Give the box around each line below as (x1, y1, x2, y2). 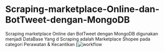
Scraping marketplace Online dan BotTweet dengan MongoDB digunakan (5, 30, 158, 36)
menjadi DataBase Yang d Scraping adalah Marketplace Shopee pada (5, 36, 151, 42)
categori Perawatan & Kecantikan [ (5, 41, 78, 47)
